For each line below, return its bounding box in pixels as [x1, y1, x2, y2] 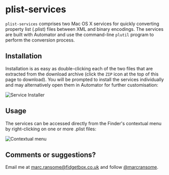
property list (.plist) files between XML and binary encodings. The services [5, 26, 164, 32]
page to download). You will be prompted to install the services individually [5, 76, 164, 83]
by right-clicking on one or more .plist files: [5, 126, 97, 132]
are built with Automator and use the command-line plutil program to [5, 31, 154, 37]
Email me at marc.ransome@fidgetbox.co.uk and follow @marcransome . [5, 164, 158, 170]
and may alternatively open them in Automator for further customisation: [5, 82, 158, 88]
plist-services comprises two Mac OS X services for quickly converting [5, 21, 159, 27]
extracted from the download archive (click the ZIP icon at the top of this [5, 71, 159, 77]
